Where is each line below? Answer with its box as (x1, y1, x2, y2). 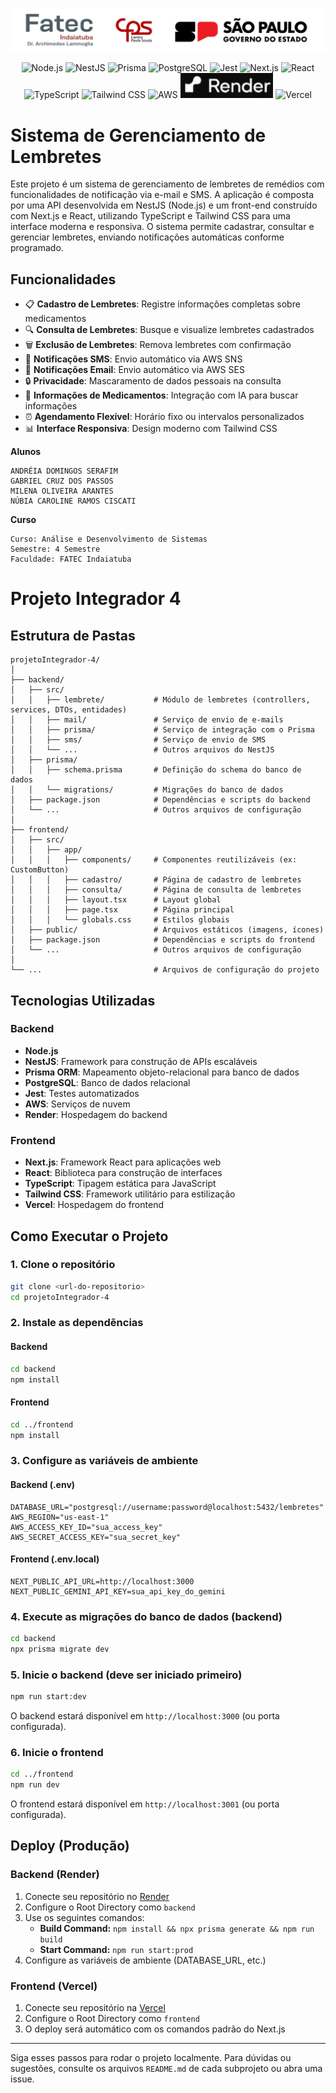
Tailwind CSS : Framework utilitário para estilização (24, 1188, 236, 1200)
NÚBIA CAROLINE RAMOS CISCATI (10, 496, 137, 507)
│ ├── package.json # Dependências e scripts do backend (10, 795, 311, 805)
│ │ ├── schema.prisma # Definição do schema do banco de (10, 765, 302, 775)
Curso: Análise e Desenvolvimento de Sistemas (10, 534, 208, 545)
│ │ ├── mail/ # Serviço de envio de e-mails (10, 715, 284, 725)
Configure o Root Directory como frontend (24, 2012, 200, 2024)
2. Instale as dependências (10, 1316, 144, 1330)
